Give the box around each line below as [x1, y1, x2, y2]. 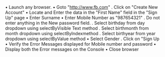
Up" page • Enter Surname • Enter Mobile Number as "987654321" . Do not [5, 15, 160, 20]
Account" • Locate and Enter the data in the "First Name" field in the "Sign [5, 9, 158, 15]
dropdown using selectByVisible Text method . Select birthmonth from [5, 25, 149, 31]
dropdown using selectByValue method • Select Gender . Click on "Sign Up [5, 36, 160, 42]
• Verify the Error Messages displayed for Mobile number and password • [5, 41, 157, 47]
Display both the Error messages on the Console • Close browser [5, 47, 139, 52]
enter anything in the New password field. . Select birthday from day [5, 20, 145, 26]
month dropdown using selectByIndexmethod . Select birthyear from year [5, 31, 156, 36]
